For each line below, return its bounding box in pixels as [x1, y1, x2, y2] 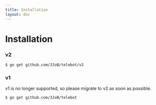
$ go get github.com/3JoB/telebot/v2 [5, 62, 84, 67]
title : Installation [5, 7, 48, 12]
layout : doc [5, 12, 30, 17]
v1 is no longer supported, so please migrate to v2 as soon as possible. [5, 86, 151, 92]
